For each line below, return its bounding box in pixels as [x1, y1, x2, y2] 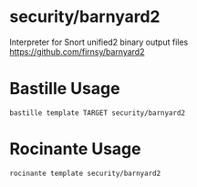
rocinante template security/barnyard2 [9, 169, 161, 178]
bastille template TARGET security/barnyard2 [9, 108, 185, 118]
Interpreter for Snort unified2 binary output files [9, 36, 189, 47]
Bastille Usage [9, 78, 120, 99]
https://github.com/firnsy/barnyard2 [9, 46, 145, 57]
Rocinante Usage [9, 139, 141, 160]
